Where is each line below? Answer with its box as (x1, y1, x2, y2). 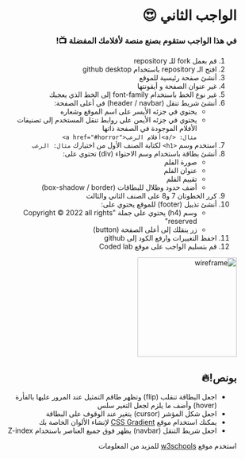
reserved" (164, 217, 197, 226)
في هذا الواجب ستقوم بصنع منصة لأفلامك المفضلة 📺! (56, 35, 237, 46)
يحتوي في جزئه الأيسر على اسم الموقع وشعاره (60, 106, 197, 117)
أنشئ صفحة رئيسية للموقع (139, 73, 217, 83)
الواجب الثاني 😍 (142, 6, 237, 25)
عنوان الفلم (163, 166, 197, 175)
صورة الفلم (163, 157, 197, 167)
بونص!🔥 (201, 371, 237, 384)
